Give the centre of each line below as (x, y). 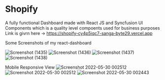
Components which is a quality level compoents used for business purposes (82, 28)
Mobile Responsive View (30, 67)
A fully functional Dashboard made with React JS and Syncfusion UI (74, 23)
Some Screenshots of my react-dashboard (49, 42)
